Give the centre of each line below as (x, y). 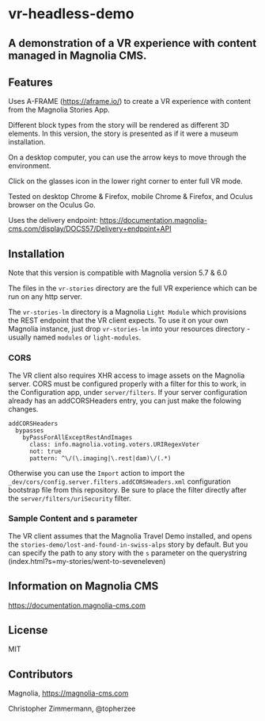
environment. (30, 166)
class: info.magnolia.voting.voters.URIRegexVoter (114, 444)
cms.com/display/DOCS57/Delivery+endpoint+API (90, 229)
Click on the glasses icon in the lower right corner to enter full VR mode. (125, 181)
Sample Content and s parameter (73, 519)
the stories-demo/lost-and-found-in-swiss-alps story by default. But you (128, 544)
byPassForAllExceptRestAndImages (78, 437)
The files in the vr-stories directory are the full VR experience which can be (132, 288)
